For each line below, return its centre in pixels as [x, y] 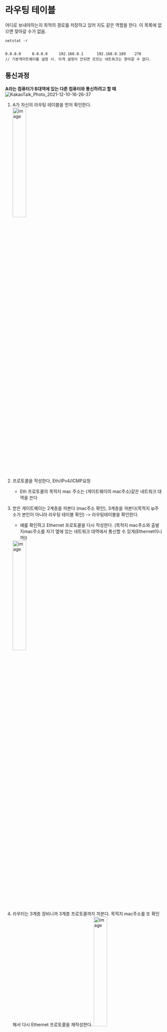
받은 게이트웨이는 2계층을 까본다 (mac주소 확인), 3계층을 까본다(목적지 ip [83, 508]
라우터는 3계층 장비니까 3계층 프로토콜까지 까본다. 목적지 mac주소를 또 [81, 914]
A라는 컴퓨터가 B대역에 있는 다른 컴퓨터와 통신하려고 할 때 [61, 88]
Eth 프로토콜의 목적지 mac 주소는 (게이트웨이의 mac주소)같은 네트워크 [88, 491]
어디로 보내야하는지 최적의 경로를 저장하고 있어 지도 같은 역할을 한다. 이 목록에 [81, 25]
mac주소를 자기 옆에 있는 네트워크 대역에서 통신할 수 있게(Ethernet [89, 531]
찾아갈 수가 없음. [30, 31]
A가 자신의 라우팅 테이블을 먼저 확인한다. [52, 104]
